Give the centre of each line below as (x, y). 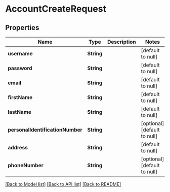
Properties (22, 28)
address (18, 148)
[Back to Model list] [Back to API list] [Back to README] (63, 184)
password (20, 68)
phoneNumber (26, 165)
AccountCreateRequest (56, 9)
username (20, 54)
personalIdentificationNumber (45, 130)
